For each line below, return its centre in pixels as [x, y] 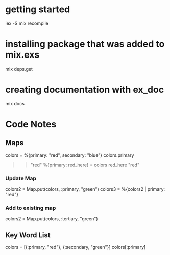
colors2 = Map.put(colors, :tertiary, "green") [52, 219]
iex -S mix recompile [27, 23]
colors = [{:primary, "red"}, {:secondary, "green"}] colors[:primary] [76, 247]
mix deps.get [19, 69]
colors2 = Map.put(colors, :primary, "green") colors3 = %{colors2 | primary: [85, 189]
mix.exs [22, 55]
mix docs [15, 103]
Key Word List [28, 235]
